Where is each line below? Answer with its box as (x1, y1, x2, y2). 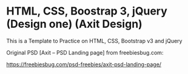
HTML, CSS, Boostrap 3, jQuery (6, 4, 168, 18)
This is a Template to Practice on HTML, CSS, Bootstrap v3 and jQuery (6, 37, 183, 44)
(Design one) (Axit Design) (6, 17, 143, 31)
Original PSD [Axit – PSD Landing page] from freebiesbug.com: (6, 49, 164, 56)
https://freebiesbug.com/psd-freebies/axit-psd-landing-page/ (6, 61, 162, 68)
